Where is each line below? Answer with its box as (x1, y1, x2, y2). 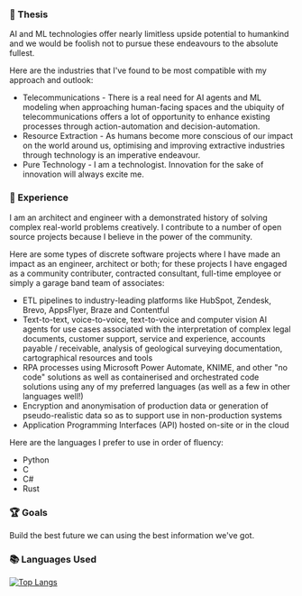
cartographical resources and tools (22, 352, 153, 363)
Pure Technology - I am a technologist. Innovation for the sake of (22, 160, 264, 170)
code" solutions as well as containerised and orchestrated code (22, 371, 260, 382)
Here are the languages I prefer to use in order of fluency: (9, 436, 224, 447)
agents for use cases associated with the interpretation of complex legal (22, 324, 291, 335)
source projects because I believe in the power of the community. (9, 231, 253, 242)
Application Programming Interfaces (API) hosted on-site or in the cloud (22, 419, 290, 430)
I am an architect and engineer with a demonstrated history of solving (9, 212, 268, 223)
